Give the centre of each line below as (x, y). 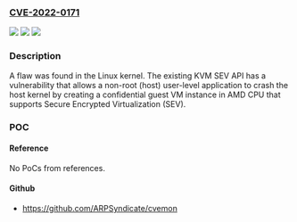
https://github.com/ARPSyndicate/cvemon (100, 208)
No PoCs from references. (57, 168)
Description (35, 56)
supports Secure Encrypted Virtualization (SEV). (98, 103)
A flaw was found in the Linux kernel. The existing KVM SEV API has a (137, 75)
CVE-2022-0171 (45, 12)
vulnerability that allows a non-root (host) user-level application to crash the (148, 85)
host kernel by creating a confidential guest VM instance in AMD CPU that (145, 95)
